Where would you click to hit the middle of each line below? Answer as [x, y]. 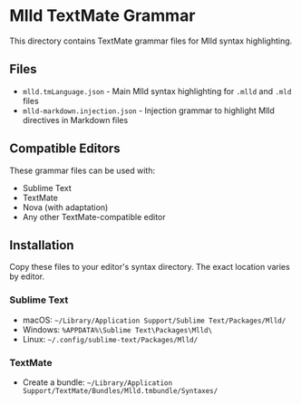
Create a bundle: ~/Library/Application [97, 382]
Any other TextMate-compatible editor [94, 216]
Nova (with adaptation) [65, 207]
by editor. [27, 276]
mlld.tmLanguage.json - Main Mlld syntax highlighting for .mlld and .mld [157, 91]
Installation [42, 245]
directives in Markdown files [75, 120]
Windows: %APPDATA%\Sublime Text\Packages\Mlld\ [117, 329]
